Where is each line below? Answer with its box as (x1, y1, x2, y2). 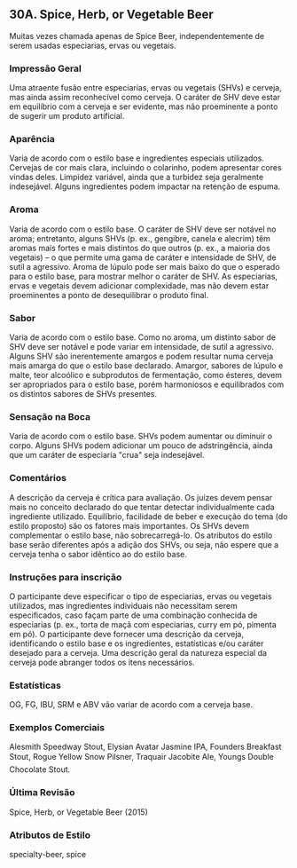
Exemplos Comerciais (9, 722, 105, 734)
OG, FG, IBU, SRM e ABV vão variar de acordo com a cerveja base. (9, 699, 254, 710)
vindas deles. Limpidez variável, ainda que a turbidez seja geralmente (9, 172, 264, 183)
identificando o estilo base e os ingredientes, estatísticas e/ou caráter (9, 638, 264, 649)
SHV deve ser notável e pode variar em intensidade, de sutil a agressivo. (9, 342, 275, 351)
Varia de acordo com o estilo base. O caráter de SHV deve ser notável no (9, 224, 277, 234)
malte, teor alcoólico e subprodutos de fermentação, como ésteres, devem (9, 370, 282, 380)
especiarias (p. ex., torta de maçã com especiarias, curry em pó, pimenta (9, 619, 277, 629)
